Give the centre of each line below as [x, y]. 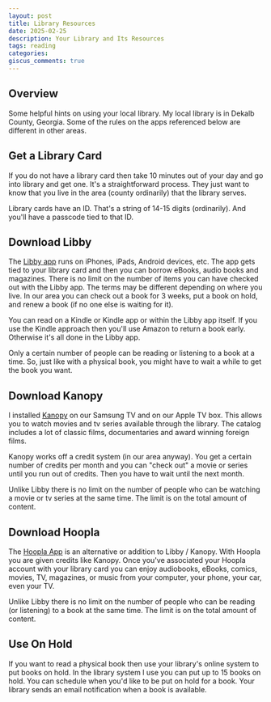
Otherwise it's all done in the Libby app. [74, 337]
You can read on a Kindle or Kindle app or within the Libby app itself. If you [133, 320]
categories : [28, 53]
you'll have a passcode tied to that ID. [71, 217]
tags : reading [32, 46]
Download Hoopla [54, 532]
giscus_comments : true [47, 61]
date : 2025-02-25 [38, 31]
